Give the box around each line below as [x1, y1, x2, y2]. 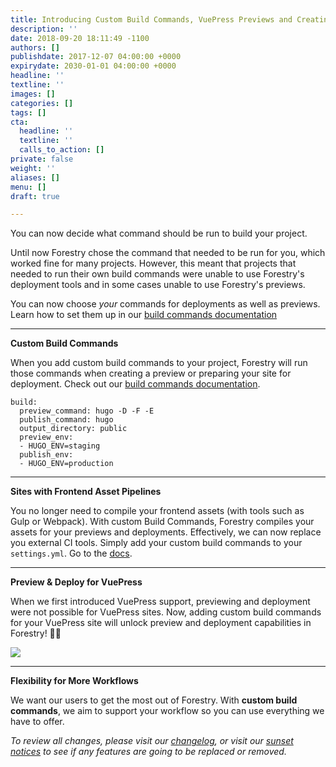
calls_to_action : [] [19, 145, 105, 155]
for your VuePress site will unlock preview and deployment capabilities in [10, 617, 312, 629]
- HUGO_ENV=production [19, 459, 114, 469]
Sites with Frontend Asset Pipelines [10, 486, 162, 498]
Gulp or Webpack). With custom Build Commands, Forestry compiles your [10, 516, 315, 528]
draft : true [10, 191, 60, 201]
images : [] [10, 89, 56, 99]
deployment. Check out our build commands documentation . [10, 378, 261, 390]
